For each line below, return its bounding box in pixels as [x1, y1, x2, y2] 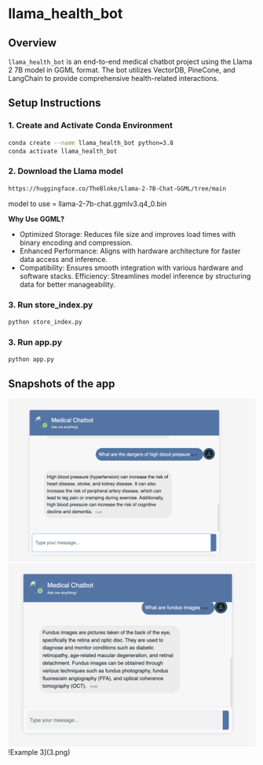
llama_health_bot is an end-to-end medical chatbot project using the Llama [8, 57, 253, 66]
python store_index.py [8, 318, 82, 326]
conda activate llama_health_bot [8, 147, 118, 155]
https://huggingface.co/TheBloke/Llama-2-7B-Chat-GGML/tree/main [8, 184, 226, 193]
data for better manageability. [19, 279, 116, 289]
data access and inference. [19, 254, 108, 264]
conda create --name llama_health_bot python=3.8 [8, 139, 174, 146]
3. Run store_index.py [8, 299, 93, 310]
